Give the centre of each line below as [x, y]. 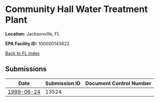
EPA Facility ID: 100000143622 [37, 43]
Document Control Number [118, 83]
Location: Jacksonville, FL [33, 34]
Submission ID [63, 83]
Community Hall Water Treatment [76, 9]
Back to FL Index [23, 53]
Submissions [26, 69]
